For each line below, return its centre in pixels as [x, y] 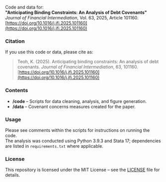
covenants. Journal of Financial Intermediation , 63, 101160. [78, 67]
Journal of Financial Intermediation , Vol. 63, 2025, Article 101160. [72, 18]
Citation [15, 41]
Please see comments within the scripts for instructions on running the [78, 130]
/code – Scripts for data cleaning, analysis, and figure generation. [80, 101]
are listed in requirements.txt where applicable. [54, 146]
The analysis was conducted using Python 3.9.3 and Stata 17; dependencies [83, 141]
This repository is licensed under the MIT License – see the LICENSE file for [83, 170]
